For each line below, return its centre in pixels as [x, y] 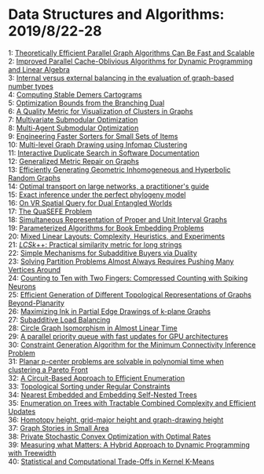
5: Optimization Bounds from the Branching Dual [86, 103]
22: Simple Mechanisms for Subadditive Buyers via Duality [103, 253]
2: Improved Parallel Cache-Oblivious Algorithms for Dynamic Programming [130, 61]
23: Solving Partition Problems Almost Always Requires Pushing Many [121, 261]
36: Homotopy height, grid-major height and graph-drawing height [116, 419]
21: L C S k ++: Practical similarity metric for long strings [95, 244]
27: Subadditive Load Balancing [59, 319]
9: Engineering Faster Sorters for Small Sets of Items [93, 136]
